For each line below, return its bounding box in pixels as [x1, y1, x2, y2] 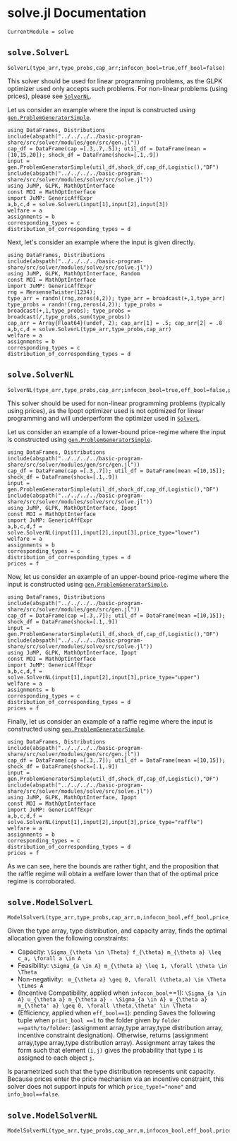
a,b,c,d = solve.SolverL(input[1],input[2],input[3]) [7, 201, 169, 208]
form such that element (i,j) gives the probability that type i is [17, 1046, 203, 1055]
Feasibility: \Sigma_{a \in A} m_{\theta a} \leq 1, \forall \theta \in [17, 962, 228, 970]
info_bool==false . [7, 1089, 60, 1099]
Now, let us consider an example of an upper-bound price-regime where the [7, 572, 229, 580]
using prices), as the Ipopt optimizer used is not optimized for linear [7, 406, 205, 414]
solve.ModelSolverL [7, 897, 93, 907]
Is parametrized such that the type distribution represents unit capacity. [7, 1068, 216, 1076]
